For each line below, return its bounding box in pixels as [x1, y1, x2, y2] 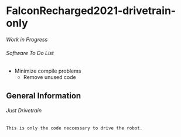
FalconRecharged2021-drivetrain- [6, 4, 176, 18]
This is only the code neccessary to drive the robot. [6, 125, 143, 131]
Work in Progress [6, 36, 48, 43]
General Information [6, 91, 81, 101]
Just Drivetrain [6, 107, 42, 114]
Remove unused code [23, 74, 76, 81]
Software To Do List [6, 49, 54, 56]
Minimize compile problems [14, 67, 81, 74]
